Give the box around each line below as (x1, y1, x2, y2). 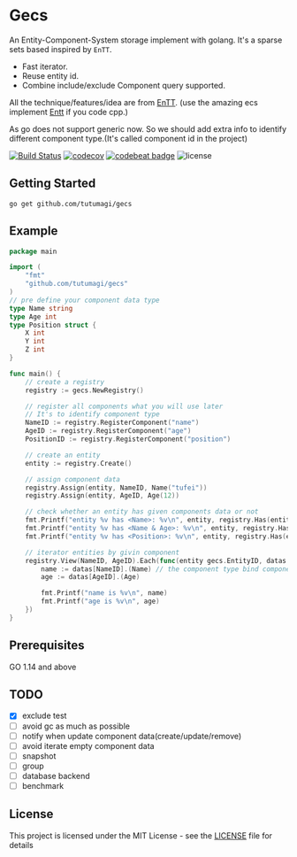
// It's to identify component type (25, 410, 161, 419)
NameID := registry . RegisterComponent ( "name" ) (25, 418, 200, 428)
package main (9, 247, 57, 256)
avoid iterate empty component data (21, 740, 155, 751)
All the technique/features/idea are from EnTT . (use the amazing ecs (9, 97, 258, 107)
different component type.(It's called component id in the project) (9, 133, 248, 143)
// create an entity (25, 451, 101, 459)
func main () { (9, 369, 62, 378)
